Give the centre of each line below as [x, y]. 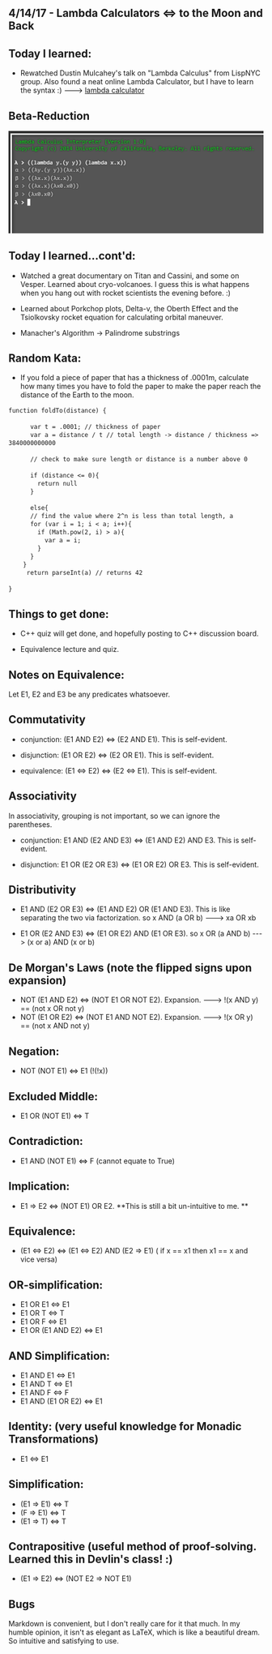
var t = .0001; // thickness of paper [95, 427]
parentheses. [30, 824]
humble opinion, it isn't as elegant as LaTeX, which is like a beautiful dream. [134, 1632]
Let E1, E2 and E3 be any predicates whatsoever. [89, 694]
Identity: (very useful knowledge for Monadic [125, 1427]
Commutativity [47, 720]
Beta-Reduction [49, 116]
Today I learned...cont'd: [72, 256]
